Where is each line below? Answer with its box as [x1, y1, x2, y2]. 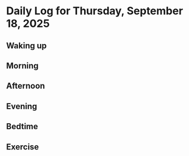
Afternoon [6, 81, 45, 91]
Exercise [6, 142, 39, 152]
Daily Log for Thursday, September [6, 4, 184, 18]
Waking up [6, 40, 47, 51]
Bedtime [6, 121, 39, 132]
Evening [6, 101, 38, 111]
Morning [6, 61, 39, 71]
